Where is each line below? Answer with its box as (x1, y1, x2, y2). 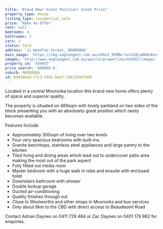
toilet (12, 173, 23, 179)
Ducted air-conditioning (12, 188, 60, 194)
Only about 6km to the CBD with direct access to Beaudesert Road (12, 204, 146, 210)
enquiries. (5, 218, 25, 224)
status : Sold (5, 43, 32, 48)
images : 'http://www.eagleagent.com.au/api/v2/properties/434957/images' (5, 57, 158, 62)
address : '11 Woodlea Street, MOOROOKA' (5, 48, 88, 52)
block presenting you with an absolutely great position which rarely (5, 108, 139, 114)
